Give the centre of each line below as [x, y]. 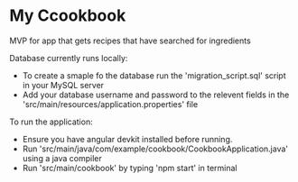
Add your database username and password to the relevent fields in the [156, 95]
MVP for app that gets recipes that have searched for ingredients [130, 41]
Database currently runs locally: [69, 58]
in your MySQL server [63, 85]
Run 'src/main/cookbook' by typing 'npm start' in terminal [130, 168]
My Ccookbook [68, 16]
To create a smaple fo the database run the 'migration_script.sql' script [154, 75]
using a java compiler [62, 158]
